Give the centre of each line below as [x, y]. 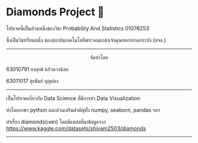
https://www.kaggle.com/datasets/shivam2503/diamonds [76, 128]
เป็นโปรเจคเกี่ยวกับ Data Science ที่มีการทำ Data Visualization [73, 98]
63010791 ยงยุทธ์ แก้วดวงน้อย [37, 69]
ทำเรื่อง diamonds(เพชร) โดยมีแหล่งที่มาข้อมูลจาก [56, 122]
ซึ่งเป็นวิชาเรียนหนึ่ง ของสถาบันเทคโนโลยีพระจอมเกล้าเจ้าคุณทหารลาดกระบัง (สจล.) [86, 40]
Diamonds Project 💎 [55, 12]
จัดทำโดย [99, 57]
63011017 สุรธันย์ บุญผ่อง [32, 81]
